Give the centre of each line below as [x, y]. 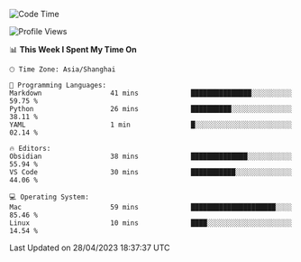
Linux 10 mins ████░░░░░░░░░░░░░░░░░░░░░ [151, 223]
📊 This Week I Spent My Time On [73, 49]
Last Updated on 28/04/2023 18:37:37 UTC [90, 248]
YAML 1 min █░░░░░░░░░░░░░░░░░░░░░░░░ [151, 125]
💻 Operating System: [50, 197]
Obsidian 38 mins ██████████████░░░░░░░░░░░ [151, 156]
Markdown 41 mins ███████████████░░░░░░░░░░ [151, 93]
